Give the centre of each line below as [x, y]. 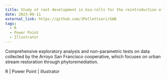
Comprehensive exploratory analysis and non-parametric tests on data [78, 51]
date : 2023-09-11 [23, 14]
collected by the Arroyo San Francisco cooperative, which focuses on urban [83, 56]
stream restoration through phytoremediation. [52, 62]
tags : [11, 23]
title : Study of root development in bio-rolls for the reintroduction [81, 10]
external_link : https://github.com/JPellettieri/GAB [61, 19]
